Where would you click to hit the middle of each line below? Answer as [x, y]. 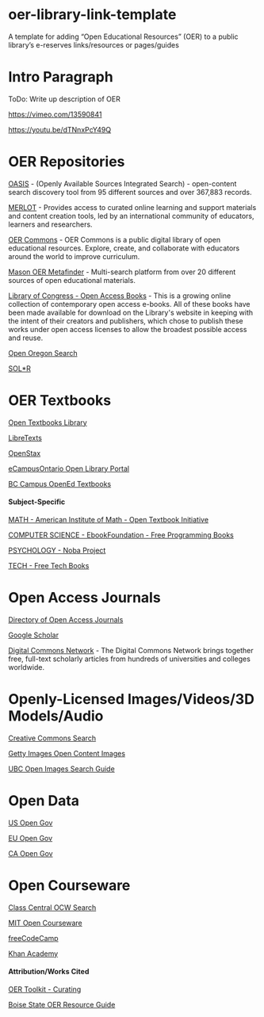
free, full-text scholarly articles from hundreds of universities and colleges [130, 659]
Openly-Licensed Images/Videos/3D [132, 700]
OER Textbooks [60, 400]
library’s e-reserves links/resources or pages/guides [94, 44]
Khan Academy [33, 954]
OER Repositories [67, 162]
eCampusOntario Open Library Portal [69, 468]
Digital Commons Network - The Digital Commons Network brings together [131, 650]
